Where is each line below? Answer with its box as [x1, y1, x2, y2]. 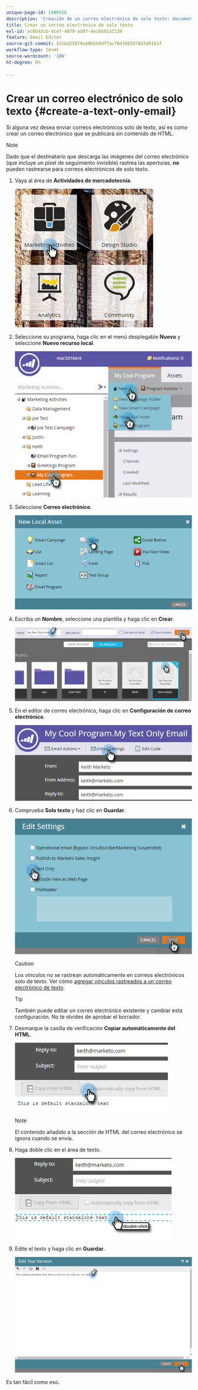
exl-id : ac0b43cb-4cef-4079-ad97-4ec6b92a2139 [6, 28, 123, 34]
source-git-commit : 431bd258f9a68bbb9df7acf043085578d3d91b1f [6, 41, 162, 47]
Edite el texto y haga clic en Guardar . [14, 1245, 105, 1252]
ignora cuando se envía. [14, 1135, 74, 1142]
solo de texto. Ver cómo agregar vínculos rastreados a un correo [14, 978, 172, 985]
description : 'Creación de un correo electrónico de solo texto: [6, 15, 170, 22]
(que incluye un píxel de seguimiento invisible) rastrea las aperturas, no [6, 160, 180, 167]
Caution [14, 960, 34, 967]
